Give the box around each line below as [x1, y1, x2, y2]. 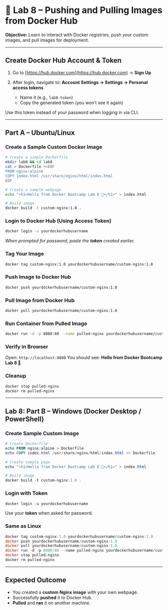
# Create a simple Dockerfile [5, 155, 68, 160]
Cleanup [5, 373, 26, 380]
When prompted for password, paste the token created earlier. [5, 238, 135, 244]
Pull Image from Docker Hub [5, 296, 75, 303]
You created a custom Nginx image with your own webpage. [12, 589, 138, 595]
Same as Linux [5, 523, 41, 530]
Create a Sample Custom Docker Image [5, 144, 102, 151]
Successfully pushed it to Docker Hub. [12, 594, 92, 600]
